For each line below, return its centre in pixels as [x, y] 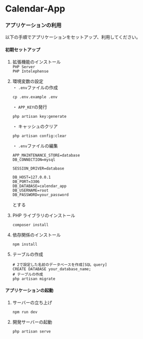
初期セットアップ [23, 50]
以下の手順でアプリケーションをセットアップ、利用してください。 [73, 37]
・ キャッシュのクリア [35, 126]
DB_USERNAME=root [30, 190]
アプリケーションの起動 [29, 290]
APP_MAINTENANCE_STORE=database [46, 155]
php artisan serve [31, 331]
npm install [25, 244]
